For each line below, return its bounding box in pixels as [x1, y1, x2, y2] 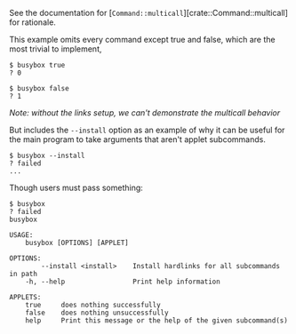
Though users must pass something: [9, 182, 144, 193]
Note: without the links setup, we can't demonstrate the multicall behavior [9, 107, 281, 118]
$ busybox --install [9, 151, 86, 160]
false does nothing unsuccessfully [25, 308, 169, 317]
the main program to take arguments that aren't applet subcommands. [9, 134, 267, 145]
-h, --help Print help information [25, 277, 220, 286]
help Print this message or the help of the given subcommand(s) [25, 316, 289, 325]
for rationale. [9, 17, 56, 28]
